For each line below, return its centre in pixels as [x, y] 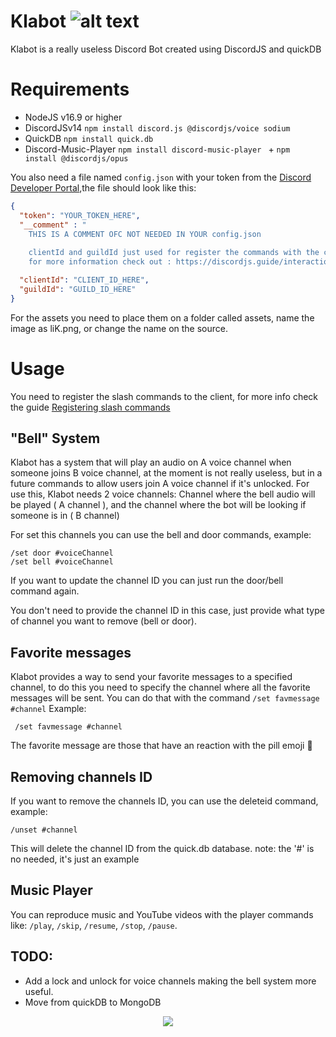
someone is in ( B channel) [65, 516]
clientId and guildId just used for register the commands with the [174, 253]
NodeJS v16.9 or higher [73, 117]
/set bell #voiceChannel [62, 562]
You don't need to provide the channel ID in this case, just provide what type [167, 611]
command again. [45, 591]
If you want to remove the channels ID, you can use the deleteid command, [164, 801]
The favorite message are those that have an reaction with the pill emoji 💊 [161, 746]
